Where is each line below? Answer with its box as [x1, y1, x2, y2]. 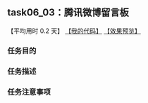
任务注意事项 [7, 87, 51, 97]
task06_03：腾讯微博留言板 [7, 6, 129, 19]
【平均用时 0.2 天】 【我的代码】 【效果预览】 [7, 27, 141, 35]
